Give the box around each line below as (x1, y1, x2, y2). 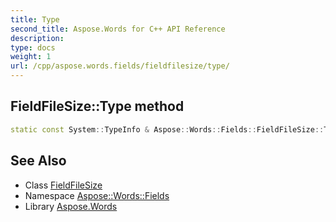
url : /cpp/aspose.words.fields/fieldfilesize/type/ (10, 61, 230, 71)
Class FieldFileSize (24, 179, 103, 191)
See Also (10, 152, 67, 170)
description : (10, 33, 65, 43)
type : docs (10, 42, 56, 53)
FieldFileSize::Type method (10, 98, 185, 115)
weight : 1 (10, 52, 52, 62)
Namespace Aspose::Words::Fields (24, 189, 170, 201)
